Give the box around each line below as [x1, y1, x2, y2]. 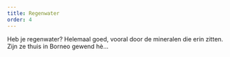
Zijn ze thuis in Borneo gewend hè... [7, 42, 108, 50]
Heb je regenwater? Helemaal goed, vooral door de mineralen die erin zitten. [7, 35, 224, 43]
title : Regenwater [7, 9, 60, 17]
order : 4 [7, 16, 32, 23]
